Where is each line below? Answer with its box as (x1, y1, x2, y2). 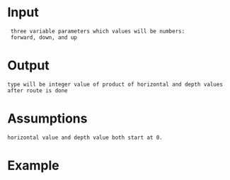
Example (7, 157, 59, 174)
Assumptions (7, 111, 88, 127)
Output (7, 57, 50, 74)
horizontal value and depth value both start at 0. (7, 134, 163, 141)
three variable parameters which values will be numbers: (10, 28, 185, 35)
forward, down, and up (10, 33, 78, 41)
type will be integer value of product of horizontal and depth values (7, 81, 223, 88)
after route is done (7, 86, 69, 94)
